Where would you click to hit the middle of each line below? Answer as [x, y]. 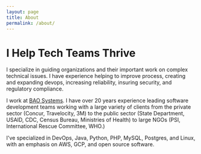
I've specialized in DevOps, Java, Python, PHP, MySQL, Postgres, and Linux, [101, 138]
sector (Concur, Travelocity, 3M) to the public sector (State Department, [95, 114]
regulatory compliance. [35, 89]
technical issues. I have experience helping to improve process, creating [96, 76]
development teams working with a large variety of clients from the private [99, 107]
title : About [23, 18]
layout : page [23, 12]
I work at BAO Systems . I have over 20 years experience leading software [97, 101]
